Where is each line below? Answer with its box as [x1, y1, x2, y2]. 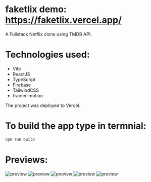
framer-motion [12, 92, 43, 98]
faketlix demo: [5, 4, 67, 15]
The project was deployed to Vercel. [5, 102, 81, 108]
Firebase [12, 82, 31, 88]
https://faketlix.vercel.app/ [5, 14, 122, 26]
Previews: [5, 154, 48, 165]
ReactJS [12, 71, 30, 77]
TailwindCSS [12, 87, 39, 93]
